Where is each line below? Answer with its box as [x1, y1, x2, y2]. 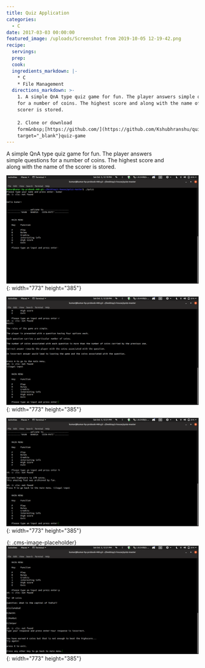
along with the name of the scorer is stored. [6, 163, 116, 171]
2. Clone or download [17, 119, 72, 126]
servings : [12, 49, 37, 55]
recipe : [6, 42, 26, 48]
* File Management [17, 81, 64, 87]
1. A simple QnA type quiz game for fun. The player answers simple [17, 94, 195, 100]
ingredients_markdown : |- [12, 68, 78, 74]
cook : [12, 61, 26, 67]
